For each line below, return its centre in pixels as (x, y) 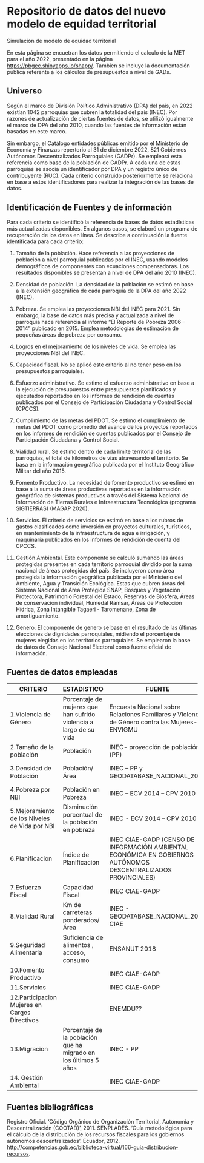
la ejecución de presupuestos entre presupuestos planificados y (96, 389)
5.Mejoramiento (32, 811)
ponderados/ (81, 920)
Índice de (76, 855)
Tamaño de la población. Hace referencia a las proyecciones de (95, 253)
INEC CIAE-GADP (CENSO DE (152, 840)
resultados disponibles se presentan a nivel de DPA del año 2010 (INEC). (106, 272)
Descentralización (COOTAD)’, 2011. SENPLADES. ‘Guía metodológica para (100, 1128)
